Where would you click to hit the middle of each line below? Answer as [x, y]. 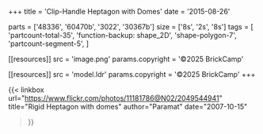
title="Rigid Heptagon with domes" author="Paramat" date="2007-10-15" [128, 107]
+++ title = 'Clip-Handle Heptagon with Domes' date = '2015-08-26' [119, 11]
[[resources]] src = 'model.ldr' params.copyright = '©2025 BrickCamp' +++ [132, 74]
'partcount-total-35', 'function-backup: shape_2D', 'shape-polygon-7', [123, 35]
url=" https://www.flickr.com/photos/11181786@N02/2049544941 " [116, 98]
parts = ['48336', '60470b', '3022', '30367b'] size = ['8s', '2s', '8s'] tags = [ [131, 27]
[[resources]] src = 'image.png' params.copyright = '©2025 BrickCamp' [126, 59]
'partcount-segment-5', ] [49, 44]
